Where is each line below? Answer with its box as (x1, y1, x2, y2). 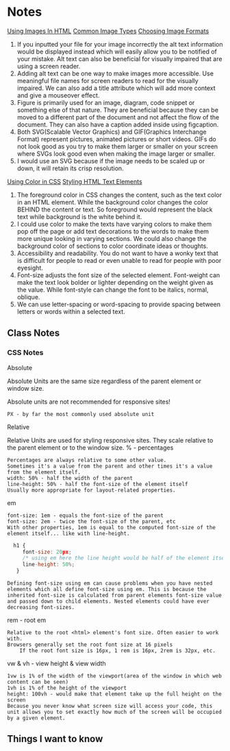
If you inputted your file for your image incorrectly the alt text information (16, 40, 224, 48)
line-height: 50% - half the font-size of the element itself (7, 481, 188, 487)
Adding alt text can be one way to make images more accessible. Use (16, 69, 214, 78)
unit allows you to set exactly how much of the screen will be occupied (7, 708, 222, 715)
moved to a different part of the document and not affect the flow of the (16, 113, 220, 121)
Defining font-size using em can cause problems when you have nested (7, 580, 213, 587)
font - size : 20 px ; (22, 548, 72, 555)
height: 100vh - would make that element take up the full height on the (7, 691, 222, 697)
